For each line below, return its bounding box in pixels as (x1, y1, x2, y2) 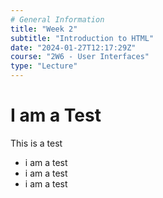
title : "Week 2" (10, 24, 78, 34)
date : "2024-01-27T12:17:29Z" (10, 42, 137, 53)
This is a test (10, 137, 63, 149)
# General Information (10, 14, 105, 25)
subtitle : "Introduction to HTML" (10, 33, 155, 43)
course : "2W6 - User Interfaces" (10, 52, 150, 62)
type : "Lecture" (10, 61, 78, 71)
